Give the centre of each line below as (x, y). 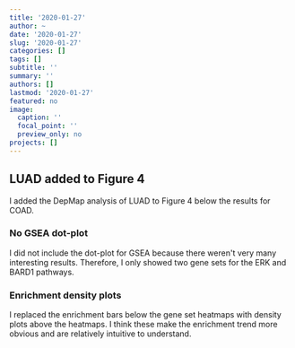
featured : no (34, 101)
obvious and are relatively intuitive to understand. (100, 334)
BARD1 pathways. (42, 272)
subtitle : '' (34, 68)
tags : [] (26, 59)
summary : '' (31, 76)
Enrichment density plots (65, 295)
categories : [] (38, 51)
